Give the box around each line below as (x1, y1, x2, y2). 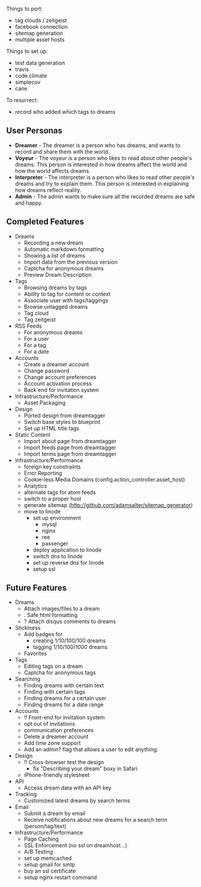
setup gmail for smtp (23, 861, 76, 868)
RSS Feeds (14, 322, 42, 329)
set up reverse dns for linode (32, 559, 104, 566)
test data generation (14, 60, 65, 66)
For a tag (23, 341, 46, 349)
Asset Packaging (23, 399, 66, 406)
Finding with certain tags (23, 688, 86, 696)
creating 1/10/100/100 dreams (32, 637, 106, 644)
